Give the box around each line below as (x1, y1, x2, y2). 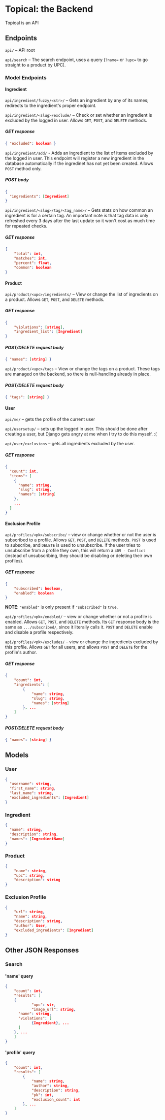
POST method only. (5, 165, 42, 171)
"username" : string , (9, 782, 52, 787)
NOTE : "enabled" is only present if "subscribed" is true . (5, 604, 118, 610)
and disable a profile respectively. (5, 629, 74, 635)
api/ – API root (5, 47, 35, 53)
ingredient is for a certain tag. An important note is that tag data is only (5, 213, 149, 219)
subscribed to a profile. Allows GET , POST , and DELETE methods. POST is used (5, 537, 157, 543)
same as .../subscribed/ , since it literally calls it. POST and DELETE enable (5, 624, 153, 630)
